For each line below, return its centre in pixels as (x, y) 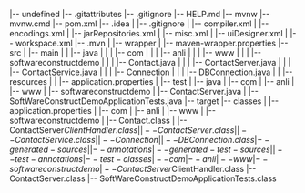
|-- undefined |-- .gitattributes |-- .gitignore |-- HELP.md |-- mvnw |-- (140, 14)
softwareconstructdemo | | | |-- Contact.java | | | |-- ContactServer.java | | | (150, 62)
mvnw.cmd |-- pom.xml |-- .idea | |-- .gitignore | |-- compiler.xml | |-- (139, 24)
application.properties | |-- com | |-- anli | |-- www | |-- (113, 111)
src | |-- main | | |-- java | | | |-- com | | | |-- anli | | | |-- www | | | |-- (136, 53)
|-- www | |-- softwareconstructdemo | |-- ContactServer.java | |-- (134, 91)
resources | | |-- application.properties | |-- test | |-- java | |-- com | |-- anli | (152, 81)
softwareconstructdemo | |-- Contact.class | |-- (98, 120)
